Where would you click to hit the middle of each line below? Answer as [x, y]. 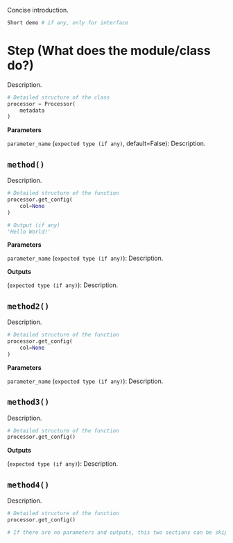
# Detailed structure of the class [59, 97]
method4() [28, 485]
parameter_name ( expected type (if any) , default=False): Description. [106, 144]
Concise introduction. [38, 10]
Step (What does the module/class [109, 51]
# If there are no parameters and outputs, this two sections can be [110, 532]
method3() [28, 402]
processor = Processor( [42, 104]
